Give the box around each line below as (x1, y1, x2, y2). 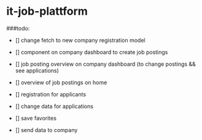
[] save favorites (15, 114, 57, 122)
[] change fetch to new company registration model (15, 36, 146, 44)
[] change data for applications (15, 103, 94, 110)
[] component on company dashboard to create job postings (15, 48, 168, 56)
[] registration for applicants (15, 90, 87, 98)
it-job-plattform (6, 4, 88, 18)
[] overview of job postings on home (15, 79, 107, 86)
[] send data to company (15, 126, 78, 133)
